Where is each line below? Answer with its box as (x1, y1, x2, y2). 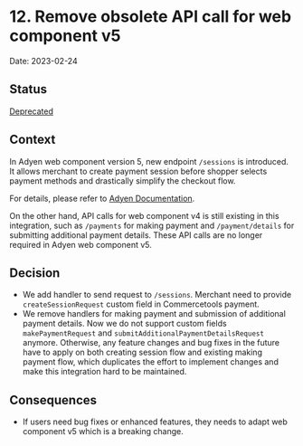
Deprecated (9, 106, 54, 117)
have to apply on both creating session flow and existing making (22, 346, 262, 358)
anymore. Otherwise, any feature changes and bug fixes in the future (22, 337, 280, 348)
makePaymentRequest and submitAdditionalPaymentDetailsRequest (22, 327, 265, 338)
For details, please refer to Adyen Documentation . (9, 193, 195, 204)
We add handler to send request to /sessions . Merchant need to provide (22, 289, 292, 300)
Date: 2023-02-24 (9, 55, 79, 66)
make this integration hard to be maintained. (22, 366, 187, 377)
